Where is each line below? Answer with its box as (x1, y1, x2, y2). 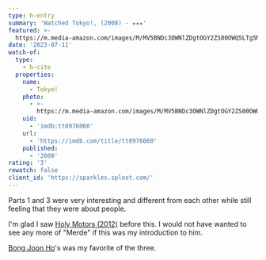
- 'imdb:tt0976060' (28, 122, 93, 130)
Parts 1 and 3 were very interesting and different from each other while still (8, 195, 252, 205)
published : (22, 144, 59, 152)
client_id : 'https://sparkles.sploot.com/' (8, 174, 154, 182)
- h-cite (22, 63, 51, 71)
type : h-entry (8, 11, 55, 20)
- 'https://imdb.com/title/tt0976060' (28, 136, 158, 145)
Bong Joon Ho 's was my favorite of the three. (8, 243, 157, 252)
